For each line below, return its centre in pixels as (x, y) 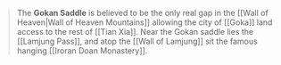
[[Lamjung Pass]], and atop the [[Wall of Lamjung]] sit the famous (137, 41)
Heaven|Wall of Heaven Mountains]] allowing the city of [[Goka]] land (145, 22)
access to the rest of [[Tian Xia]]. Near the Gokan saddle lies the (135, 32)
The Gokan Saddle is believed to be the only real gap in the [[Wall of (142, 13)
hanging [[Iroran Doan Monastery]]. (82, 51)
